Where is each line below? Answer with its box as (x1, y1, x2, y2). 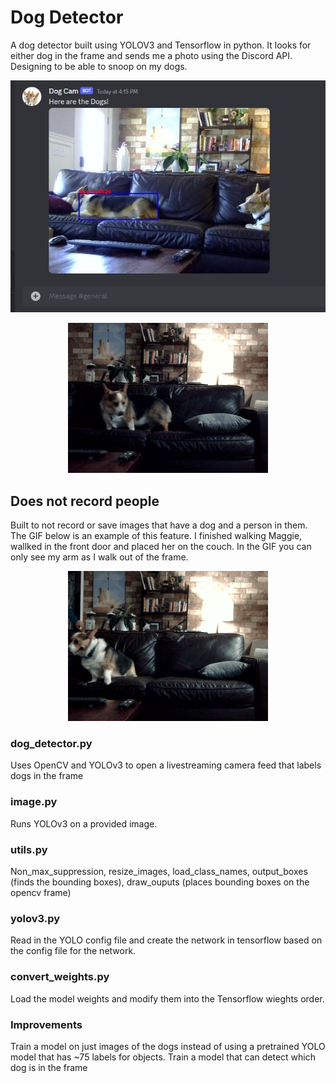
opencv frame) (10, 887, 72, 898)
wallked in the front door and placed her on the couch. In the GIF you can (10, 541, 312, 553)
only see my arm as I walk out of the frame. (10, 551, 189, 563)
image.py (10, 795, 58, 809)
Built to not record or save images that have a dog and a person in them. (10, 519, 308, 531)
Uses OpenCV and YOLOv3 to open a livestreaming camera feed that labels (10, 759, 322, 771)
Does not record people (10, 492, 160, 510)
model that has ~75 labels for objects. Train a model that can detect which (10, 1051, 316, 1063)
